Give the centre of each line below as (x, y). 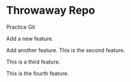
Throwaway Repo (51, 10)
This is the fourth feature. (38, 73)
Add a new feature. (30, 38)
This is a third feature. (33, 62)
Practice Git (21, 27)
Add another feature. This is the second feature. (65, 50)
